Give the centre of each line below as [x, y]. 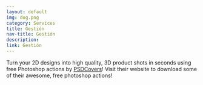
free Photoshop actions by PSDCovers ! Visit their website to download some [102, 69]
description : [23, 40]
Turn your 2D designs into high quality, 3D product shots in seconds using [99, 62]
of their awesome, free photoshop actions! [59, 75]
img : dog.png [23, 17]
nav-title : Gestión [31, 34]
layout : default [27, 12]
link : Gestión [24, 46]
